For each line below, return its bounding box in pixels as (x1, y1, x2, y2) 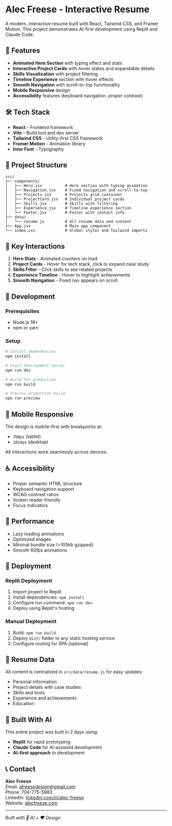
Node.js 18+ (12, 319, 38, 325)
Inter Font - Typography (12, 146, 64, 152)
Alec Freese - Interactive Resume (5, 4, 150, 15)
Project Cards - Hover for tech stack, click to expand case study (12, 261, 149, 267)
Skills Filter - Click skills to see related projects (12, 266, 113, 272)
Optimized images (12, 536, 51, 542)
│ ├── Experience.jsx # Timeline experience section (5, 206, 132, 211)
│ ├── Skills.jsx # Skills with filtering (5, 201, 118, 206)
